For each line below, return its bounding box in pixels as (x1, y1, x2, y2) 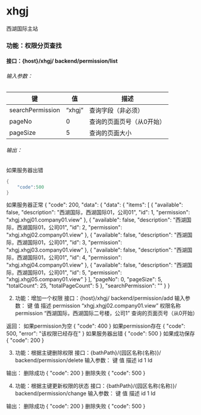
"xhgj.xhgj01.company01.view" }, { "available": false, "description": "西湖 (6, 216, 187, 223)
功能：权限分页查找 (6, 41, 62, 49)
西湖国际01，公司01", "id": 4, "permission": (16, 254, 122, 261)
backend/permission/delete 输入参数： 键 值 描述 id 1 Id (14, 357, 152, 364)
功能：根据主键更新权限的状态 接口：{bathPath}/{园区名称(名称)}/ (14, 382, 177, 390)
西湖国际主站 (6, 25, 38, 32)
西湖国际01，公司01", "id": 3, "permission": (16, 239, 122, 246)
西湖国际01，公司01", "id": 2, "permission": (16, 224, 122, 231)
